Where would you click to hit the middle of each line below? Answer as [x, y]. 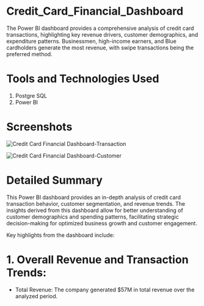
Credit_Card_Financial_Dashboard [95, 11]
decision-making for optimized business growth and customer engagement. [102, 223]
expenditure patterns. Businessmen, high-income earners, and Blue [92, 41]
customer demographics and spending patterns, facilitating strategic [93, 217]
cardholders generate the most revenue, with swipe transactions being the [100, 48]
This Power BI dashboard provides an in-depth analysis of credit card [94, 197]
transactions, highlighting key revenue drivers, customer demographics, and [102, 34]
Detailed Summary [54, 180]
